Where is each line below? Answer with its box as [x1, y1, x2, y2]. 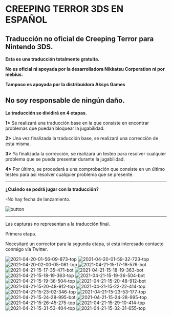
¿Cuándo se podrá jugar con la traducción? [5, 186, 99, 192]
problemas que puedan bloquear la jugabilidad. [5, 125, 105, 131]
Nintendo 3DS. [5, 42, 53, 51]
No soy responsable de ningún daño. [5, 96, 125, 105]
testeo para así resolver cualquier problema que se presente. [5, 171, 134, 177]
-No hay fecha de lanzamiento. [5, 196, 71, 202]
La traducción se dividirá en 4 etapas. [5, 110, 87, 116]
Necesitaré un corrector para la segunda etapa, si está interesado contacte [5, 241, 164, 247]
